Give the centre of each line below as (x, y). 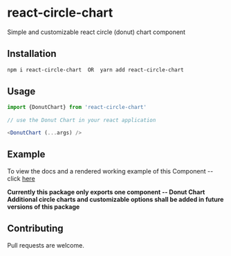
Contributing (35, 229)
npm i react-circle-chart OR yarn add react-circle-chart (96, 70)
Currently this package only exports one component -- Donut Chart (106, 191)
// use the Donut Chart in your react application (82, 120)
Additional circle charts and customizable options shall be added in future (115, 199)
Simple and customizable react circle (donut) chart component (96, 32)
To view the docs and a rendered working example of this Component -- (110, 171)
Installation (32, 54)
